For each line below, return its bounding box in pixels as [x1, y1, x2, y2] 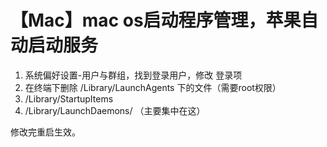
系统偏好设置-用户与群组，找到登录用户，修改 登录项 [24, 69, 243, 81]
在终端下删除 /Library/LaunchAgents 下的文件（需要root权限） [24, 81, 282, 93]
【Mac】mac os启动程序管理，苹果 [10, 9, 302, 32]
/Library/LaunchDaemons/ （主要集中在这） [24, 104, 206, 116]
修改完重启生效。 [10, 126, 81, 138]
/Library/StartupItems [24, 92, 114, 105]
